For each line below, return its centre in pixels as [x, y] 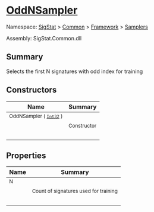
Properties [26, 155]
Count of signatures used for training [75, 191]
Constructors [32, 90]
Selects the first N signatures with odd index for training [75, 71]
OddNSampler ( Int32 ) [36, 116]
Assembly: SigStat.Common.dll [44, 38]
